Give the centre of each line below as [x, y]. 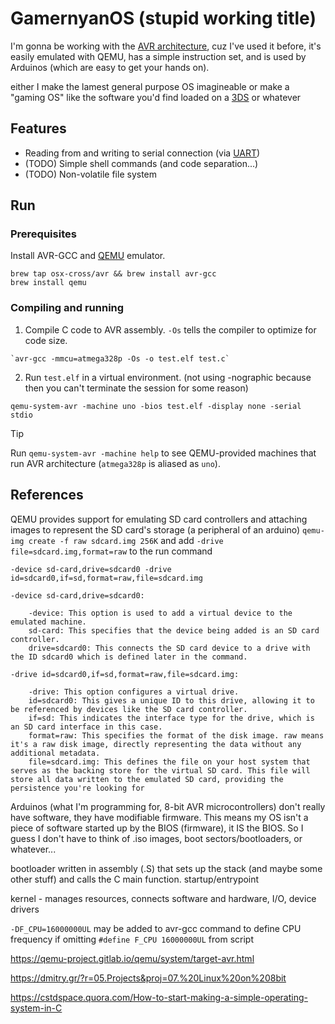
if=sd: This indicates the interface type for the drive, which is [171, 718]
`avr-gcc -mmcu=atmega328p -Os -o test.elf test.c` [120, 358]
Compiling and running [67, 308]
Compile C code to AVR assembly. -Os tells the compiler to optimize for [170, 329]
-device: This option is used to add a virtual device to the [160, 613]
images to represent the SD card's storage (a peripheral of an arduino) [155, 529]
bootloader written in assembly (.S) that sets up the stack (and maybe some [166, 868]
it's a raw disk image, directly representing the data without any [156, 744]
